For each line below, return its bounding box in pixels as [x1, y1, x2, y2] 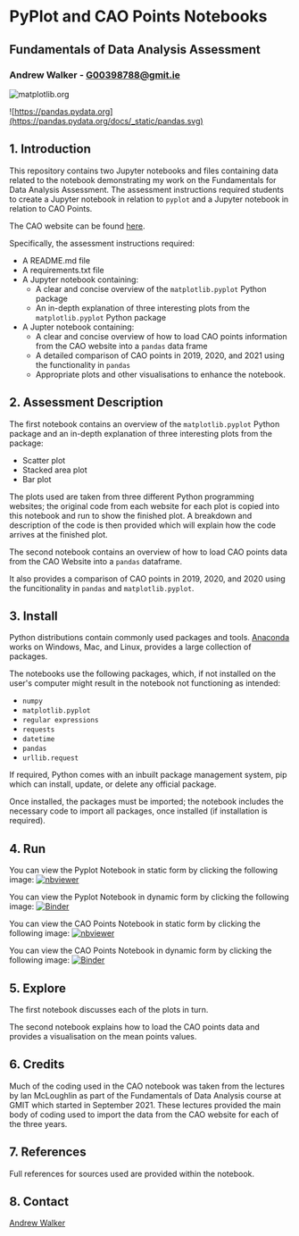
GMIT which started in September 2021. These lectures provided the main [9, 1099, 281, 1110]
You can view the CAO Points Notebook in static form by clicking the [9, 918, 261, 930]
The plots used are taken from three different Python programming [9, 491, 254, 502]
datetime [21, 735, 55, 744]
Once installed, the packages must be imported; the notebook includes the [9, 797, 284, 807]
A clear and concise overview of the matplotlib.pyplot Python [35, 283, 267, 294]
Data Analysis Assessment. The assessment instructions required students [9, 184, 284, 195]
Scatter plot [21, 455, 66, 465]
